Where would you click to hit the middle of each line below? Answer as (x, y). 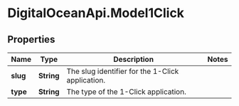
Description (134, 59)
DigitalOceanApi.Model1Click (96, 13)
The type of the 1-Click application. (126, 92)
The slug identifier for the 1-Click (123, 71)
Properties (31, 39)
